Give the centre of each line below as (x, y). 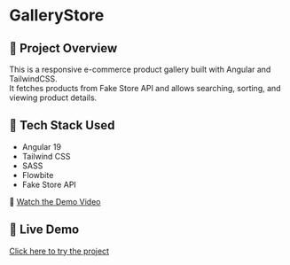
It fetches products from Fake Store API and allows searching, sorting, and (145, 88)
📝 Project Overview (63, 48)
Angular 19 (42, 146)
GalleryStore (57, 16)
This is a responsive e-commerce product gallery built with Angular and (140, 69)
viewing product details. (53, 97)
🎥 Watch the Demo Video (55, 201)
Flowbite (38, 175)
